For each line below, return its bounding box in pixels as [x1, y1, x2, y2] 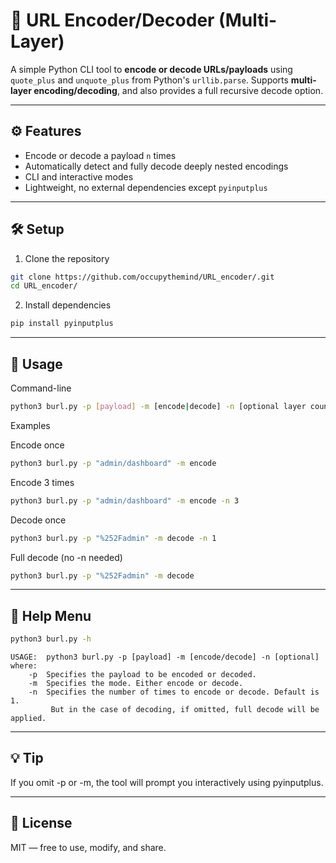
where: [10, 661, 38, 671]
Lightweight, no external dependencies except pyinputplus [24, 181, 268, 193]
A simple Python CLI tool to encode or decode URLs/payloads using [10, 63, 293, 75]
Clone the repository [24, 252, 110, 264]
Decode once [10, 514, 67, 526]
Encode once [10, 439, 65, 451]
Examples [10, 419, 51, 431]
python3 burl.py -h [10, 634, 92, 644]
